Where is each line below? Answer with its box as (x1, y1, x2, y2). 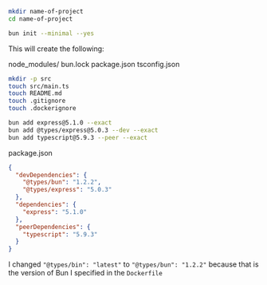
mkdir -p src (8, 74, 52, 83)
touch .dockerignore (8, 105, 77, 113)
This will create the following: (8, 44, 105, 53)
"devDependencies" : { (15, 171, 88, 179)
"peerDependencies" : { (15, 223, 91, 231)
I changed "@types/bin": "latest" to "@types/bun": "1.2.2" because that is (8, 259, 259, 269)
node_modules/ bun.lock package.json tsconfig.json (8, 59, 180, 69)
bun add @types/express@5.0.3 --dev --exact (8, 126, 159, 134)
